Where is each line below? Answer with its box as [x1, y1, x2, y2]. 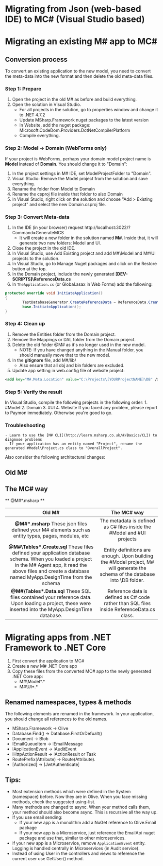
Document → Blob [12, 736, 49, 742]
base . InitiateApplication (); [22, 304, 81, 309]
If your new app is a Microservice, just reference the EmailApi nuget [19, 830, 155, 835]
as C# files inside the [103, 523, 151, 530]
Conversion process [5, 55, 68, 64]
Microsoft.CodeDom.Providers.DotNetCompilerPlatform [19, 127, 130, 133]
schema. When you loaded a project [10, 555, 92, 562]
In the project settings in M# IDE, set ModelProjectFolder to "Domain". [12, 170, 152, 176]
